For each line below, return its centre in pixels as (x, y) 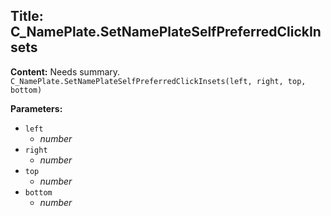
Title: (27, 16)
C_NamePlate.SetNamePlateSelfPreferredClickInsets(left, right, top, (158, 81)
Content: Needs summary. (65, 71)
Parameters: (36, 108)
